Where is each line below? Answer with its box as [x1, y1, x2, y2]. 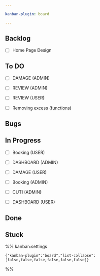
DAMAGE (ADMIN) [12, 75, 50, 81]
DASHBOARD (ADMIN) [12, 159, 58, 165]
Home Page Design [12, 47, 52, 53]
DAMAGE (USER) [12, 169, 47, 175]
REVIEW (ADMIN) [12, 85, 48, 91]
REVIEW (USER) [12, 95, 45, 101]
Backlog [5, 34, 31, 43]
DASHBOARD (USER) [12, 199, 55, 205]
